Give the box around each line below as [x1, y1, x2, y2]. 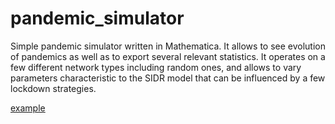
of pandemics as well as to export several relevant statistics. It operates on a [10, 50, 326, 62]
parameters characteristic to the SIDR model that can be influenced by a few [10, 72, 326, 84]
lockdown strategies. [10, 82, 97, 94]
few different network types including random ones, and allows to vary [10, 61, 302, 73]
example [10, 102, 46, 114]
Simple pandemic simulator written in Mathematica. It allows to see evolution [10, 40, 326, 52]
